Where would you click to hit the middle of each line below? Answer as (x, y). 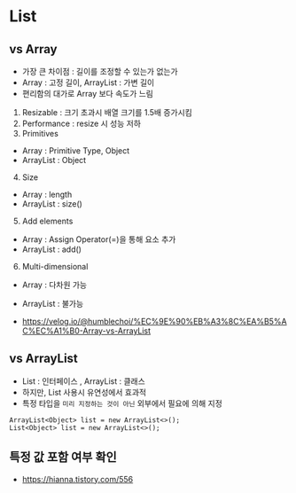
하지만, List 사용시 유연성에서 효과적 (84, 392)
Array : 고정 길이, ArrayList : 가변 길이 (88, 82)
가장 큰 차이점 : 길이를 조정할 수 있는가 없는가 (100, 71)
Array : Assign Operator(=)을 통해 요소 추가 (99, 239)
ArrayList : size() (52, 204)
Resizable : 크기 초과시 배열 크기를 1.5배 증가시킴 (107, 112)
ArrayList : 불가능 (53, 304)
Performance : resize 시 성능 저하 (82, 123)
